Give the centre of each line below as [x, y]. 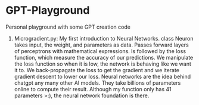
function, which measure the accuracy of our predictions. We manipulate [104, 57]
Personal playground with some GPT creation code [68, 27]
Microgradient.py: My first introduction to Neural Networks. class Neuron [104, 38]
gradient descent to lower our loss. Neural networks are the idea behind [102, 76]
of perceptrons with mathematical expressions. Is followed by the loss [100, 51]
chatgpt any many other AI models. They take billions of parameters [97, 83]
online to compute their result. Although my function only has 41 [93, 89]
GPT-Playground [48, 10]
